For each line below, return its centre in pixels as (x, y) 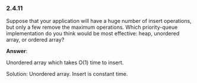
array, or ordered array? (35, 40)
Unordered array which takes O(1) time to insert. (65, 62)
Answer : (17, 51)
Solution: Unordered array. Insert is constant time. (67, 74)
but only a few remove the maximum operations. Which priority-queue (92, 27)
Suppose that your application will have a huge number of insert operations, (99, 21)
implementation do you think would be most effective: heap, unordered (93, 34)
